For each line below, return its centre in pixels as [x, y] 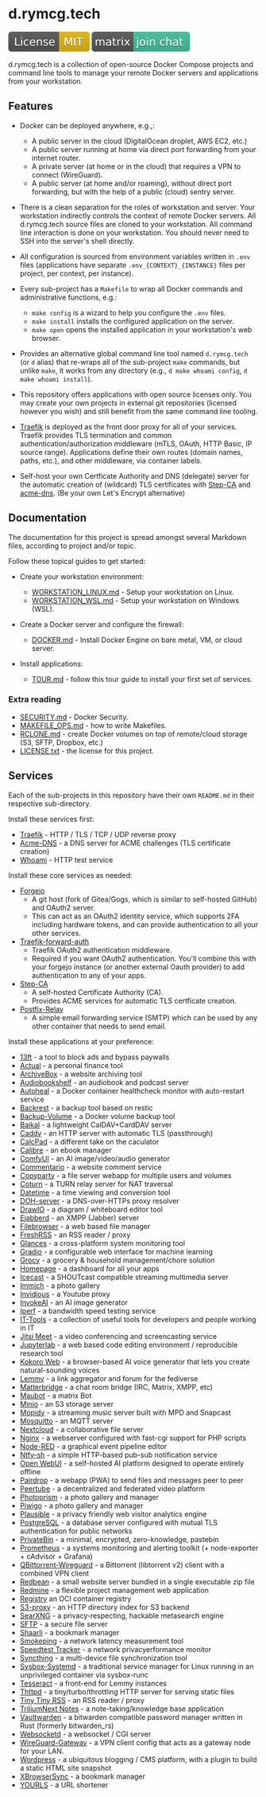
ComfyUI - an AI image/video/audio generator [95, 1158]
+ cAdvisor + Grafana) [56, 1556]
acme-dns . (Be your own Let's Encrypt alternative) [102, 493]
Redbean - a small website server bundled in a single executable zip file [137, 1581]
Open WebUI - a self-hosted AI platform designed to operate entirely [132, 1463]
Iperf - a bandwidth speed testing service [88, 1310]
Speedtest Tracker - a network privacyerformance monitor [116, 1649]
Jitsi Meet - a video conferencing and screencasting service [118, 1336]
